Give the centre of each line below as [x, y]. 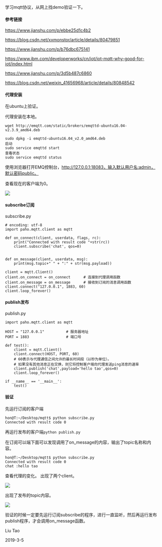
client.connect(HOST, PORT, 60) [46, 354]
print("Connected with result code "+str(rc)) [62, 242]
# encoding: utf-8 [24, 225]
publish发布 [17, 302]
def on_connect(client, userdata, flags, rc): [53, 238]
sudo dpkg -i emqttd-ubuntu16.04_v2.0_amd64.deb [55, 139]
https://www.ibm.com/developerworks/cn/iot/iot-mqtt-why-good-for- [75, 59]
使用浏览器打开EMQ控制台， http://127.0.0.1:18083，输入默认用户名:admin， [80, 167]
